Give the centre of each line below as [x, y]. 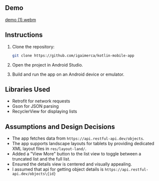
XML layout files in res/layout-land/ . [49, 149]
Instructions [24, 35]
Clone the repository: [33, 47]
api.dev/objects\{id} [34, 174]
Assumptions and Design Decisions [60, 126]
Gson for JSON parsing [35, 106]
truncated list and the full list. [41, 159]
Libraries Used [27, 89]
